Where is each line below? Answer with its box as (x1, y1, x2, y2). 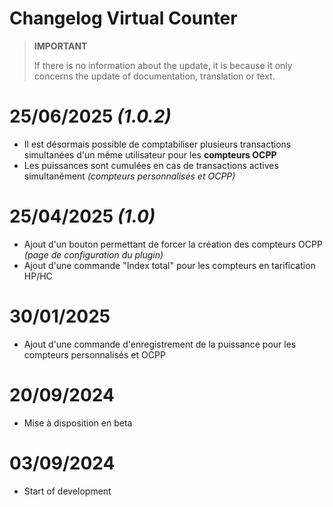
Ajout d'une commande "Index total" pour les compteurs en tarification (23, 259, 316, 271)
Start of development (23, 485, 112, 497)
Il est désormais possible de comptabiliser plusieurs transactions (23, 138, 292, 150)
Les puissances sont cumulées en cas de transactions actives (23, 159, 279, 171)
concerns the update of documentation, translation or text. (33, 70, 276, 82)
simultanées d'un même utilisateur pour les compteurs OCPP (23, 148, 277, 161)
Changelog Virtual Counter (9, 7, 238, 30)
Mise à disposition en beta (23, 417, 133, 429)
